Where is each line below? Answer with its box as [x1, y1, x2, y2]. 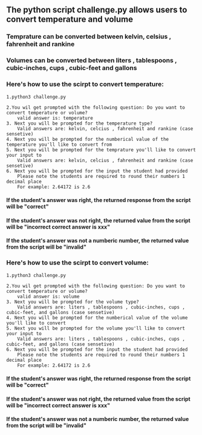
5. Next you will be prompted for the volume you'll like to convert [6, 325, 186, 332]
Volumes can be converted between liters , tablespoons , [6, 56, 177, 65]
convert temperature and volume [6, 15, 133, 25]
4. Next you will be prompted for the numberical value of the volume [6, 315, 188, 321]
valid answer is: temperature [17, 115, 94, 121]
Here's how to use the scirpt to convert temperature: [6, 80, 165, 88]
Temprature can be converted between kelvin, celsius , [6, 33, 171, 41]
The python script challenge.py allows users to [6, 5, 187, 15]
